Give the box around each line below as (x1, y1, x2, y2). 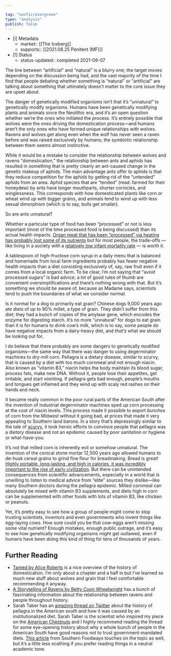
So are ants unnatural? (5, 211, 53, 217)
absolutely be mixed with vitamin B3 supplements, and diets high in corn (5, 488, 158, 494)
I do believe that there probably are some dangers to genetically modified (5, 343, 160, 349)
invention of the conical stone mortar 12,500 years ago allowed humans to (5, 450, 161, 456)
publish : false (5, 21, 38, 27)
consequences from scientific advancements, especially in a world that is (5, 472, 160, 478)
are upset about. (5, 89, 40, 95)
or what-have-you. (5, 434, 45, 441)
